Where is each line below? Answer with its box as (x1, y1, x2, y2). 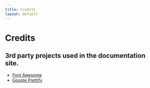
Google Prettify (12, 77, 43, 83)
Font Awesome (12, 72, 42, 78)
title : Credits (5, 7, 36, 12)
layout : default (5, 12, 38, 16)
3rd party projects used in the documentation (5, 52, 146, 60)
